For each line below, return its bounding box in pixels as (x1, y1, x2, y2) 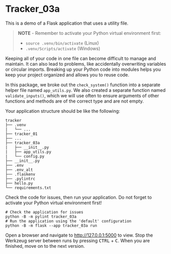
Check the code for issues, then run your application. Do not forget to (5, 194, 152, 200)
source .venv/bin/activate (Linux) (25, 40, 99, 46)
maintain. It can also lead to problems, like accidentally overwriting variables (5, 61, 166, 67)
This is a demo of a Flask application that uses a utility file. (5, 20, 129, 26)
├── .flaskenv (5, 171, 36, 177)
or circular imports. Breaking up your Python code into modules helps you (5, 66, 161, 72)
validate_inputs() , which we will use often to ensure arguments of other (5, 92, 160, 99)
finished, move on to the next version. (5, 243, 85, 249)
